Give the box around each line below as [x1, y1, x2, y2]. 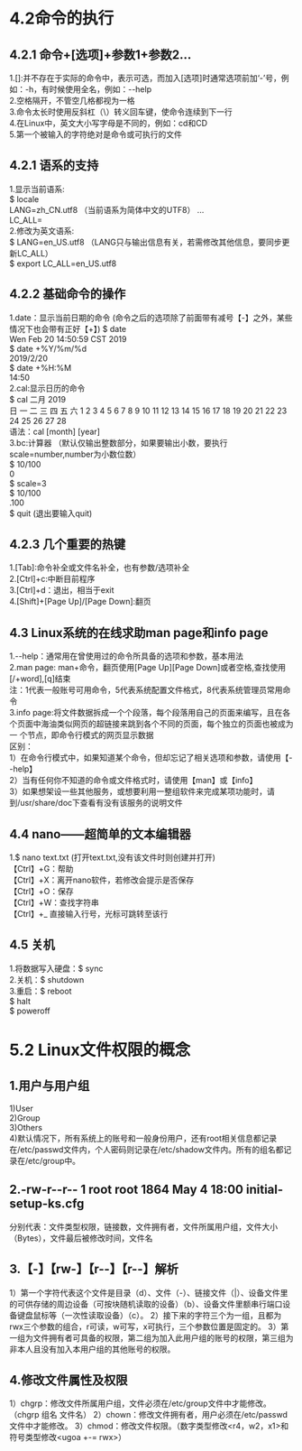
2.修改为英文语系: [9, 225, 75, 236]
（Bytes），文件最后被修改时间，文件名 [9, 1233, 153, 1243]
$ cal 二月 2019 [9, 393, 66, 404]
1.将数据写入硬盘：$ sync [9, 963, 104, 974]
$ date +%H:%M [9, 362, 72, 373]
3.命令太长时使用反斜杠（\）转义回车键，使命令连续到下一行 [9, 106, 233, 117]
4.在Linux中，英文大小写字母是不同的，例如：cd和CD [9, 118, 208, 128]
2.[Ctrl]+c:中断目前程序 [9, 574, 96, 585]
